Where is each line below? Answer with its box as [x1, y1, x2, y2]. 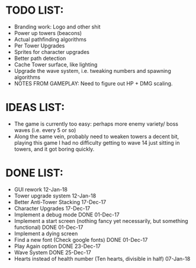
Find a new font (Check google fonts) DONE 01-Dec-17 [14, 236, 148, 243]
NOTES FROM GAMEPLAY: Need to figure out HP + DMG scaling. [14, 79, 173, 87]
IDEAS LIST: [5, 101, 65, 114]
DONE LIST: [5, 167, 63, 180]
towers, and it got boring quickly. [14, 145, 95, 152]
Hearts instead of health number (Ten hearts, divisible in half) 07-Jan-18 [14, 255, 191, 262]
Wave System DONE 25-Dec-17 [14, 248, 91, 256]
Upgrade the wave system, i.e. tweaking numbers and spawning [14, 67, 171, 74]
